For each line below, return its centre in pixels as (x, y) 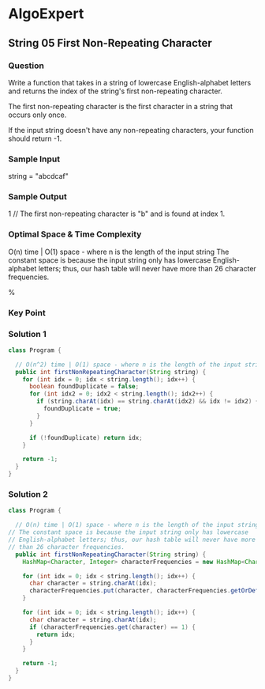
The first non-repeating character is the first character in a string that (121, 106)
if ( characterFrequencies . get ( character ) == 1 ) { (112, 627)
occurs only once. (37, 115)
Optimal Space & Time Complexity (75, 234)
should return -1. (35, 138)
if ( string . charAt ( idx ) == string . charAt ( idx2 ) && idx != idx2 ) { (148, 401)
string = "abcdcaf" (38, 176)
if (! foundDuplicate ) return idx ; (86, 437)
